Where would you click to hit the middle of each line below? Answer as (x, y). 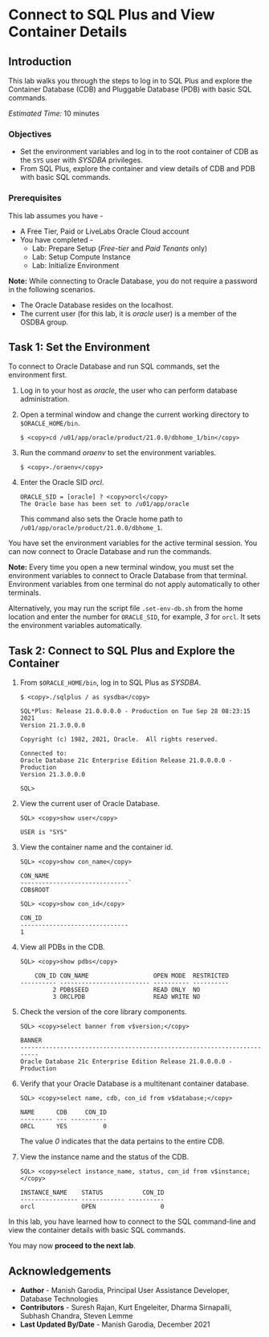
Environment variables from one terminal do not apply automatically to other (134, 585)
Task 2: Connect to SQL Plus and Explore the (122, 651)
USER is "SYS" (43, 833)
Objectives (30, 134)
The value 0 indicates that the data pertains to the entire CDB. (122, 1141)
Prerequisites (35, 198)
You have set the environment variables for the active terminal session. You (133, 543)
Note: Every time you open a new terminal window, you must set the (121, 567)
